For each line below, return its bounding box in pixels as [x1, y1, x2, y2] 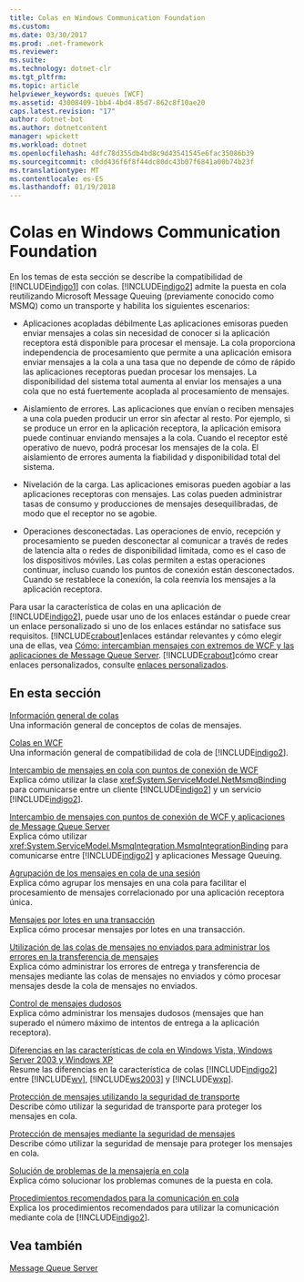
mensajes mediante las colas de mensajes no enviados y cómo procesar [9, 971, 281, 982]
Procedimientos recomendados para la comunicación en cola [9, 1192, 239, 1203]
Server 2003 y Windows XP [9, 1053, 114, 1065]
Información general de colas [9, 709, 120, 720]
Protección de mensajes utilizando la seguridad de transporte [9, 1091, 240, 1102]
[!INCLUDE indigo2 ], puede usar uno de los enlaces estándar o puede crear [9, 611, 291, 622]
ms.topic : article [9, 81, 79, 90]
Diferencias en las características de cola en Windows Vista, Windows [9, 1044, 273, 1055]
